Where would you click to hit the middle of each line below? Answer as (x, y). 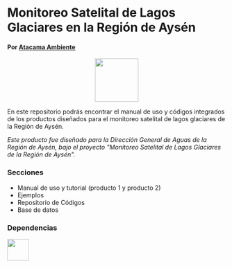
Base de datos (38, 210)
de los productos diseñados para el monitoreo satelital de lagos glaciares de (116, 119)
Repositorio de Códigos (51, 202)
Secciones (25, 172)
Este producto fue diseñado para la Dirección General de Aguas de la (107, 140)
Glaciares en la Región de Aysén (101, 27)
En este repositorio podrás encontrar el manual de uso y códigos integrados (116, 111)
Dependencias (32, 228)
